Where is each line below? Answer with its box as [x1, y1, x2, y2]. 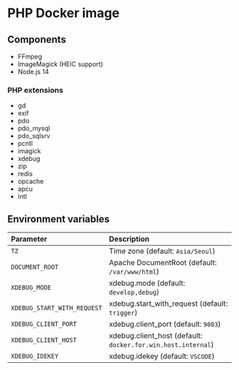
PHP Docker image [7, 5, 119, 21]
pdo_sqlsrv [17, 132, 51, 140]
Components [7, 34, 66, 46]
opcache [17, 177, 44, 186]
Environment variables [7, 212, 110, 225]
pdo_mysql [17, 124, 51, 133]
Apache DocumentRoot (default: [109, 258, 217, 268]
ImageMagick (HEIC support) [17, 60, 103, 68]
